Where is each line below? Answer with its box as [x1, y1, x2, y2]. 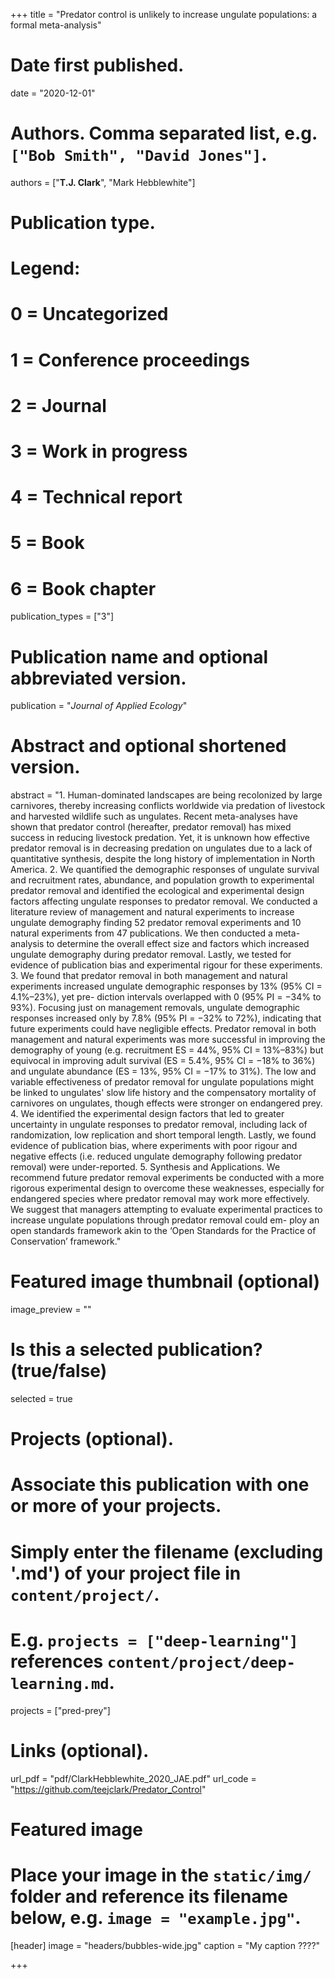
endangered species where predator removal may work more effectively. [10, 1193, 310, 1205]
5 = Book [10, 532, 85, 554]
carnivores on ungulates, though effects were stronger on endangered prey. [10, 1097, 323, 1109]
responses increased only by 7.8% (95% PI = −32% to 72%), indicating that [10, 1012, 322, 1024]
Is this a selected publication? [10, 1339, 263, 1361]
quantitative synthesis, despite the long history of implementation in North [10, 853, 316, 865]
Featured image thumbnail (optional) [10, 1270, 321, 1293]
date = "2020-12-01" [10, 87, 96, 99]
